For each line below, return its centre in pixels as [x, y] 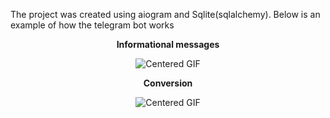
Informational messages [168, 44]
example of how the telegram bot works [92, 25]
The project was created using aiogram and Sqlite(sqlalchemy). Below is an [165, 14]
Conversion [168, 83]
